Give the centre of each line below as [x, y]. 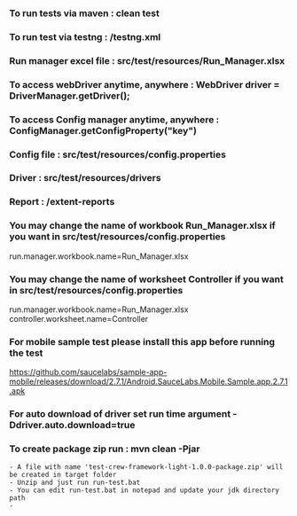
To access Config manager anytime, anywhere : [114, 120]
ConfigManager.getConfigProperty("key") [103, 130]
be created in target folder [63, 475]
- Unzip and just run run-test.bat [75, 483]
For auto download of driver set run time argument [120, 414]
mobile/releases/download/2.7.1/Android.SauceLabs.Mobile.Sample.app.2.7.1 [148, 382]
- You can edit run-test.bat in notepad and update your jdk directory [144, 490]
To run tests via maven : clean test [84, 13]
